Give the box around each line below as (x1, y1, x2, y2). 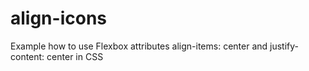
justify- (269, 40, 299, 52)
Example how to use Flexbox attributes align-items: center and (10, 40, 268, 52)
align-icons (10, 7, 107, 30)
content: (10, 50, 45, 62)
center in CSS (46, 50, 104, 62)
